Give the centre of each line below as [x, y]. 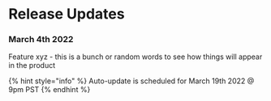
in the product [32, 65]
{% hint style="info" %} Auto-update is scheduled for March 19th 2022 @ [131, 81]
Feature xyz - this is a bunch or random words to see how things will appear [135, 57]
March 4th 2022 [41, 40]
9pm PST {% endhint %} [49, 90]
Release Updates [67, 14]
